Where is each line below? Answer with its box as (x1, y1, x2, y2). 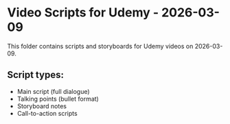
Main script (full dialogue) (16, 87, 91, 95)
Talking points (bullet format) (16, 95, 100, 103)
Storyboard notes (16, 101, 67, 110)
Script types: (7, 69, 64, 81)
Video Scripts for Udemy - (7, 5, 159, 21)
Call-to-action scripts (16, 109, 78, 117)
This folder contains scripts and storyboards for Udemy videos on (7, 42, 194, 50)
